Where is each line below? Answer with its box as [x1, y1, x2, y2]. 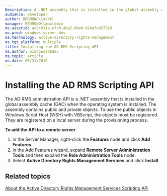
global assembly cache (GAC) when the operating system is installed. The [5, 101, 157, 107]
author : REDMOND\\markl [5, 16, 55, 21]
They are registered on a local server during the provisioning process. [5, 117, 148, 123]
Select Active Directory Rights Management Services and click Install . [12, 158, 160, 164]
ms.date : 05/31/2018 [5, 58, 48, 63]
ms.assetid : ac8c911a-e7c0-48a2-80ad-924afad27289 [5, 26, 112, 31]
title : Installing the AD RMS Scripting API [5, 44, 99, 49]
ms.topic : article [5, 53, 43, 59]
